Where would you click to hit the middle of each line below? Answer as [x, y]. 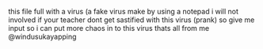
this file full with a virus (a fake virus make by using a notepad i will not [124, 11]
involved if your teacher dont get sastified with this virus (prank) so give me [131, 20]
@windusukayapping [42, 36]
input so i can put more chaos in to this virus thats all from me [109, 28]
